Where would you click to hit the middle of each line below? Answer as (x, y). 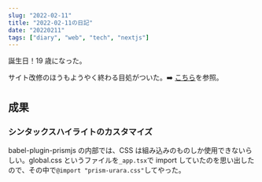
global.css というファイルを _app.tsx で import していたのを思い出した (142, 160)
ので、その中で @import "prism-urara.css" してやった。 (97, 169)
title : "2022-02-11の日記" (50, 23)
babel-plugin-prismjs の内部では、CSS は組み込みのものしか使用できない (127, 150)
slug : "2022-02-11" (40, 15)
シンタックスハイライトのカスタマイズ (81, 132)
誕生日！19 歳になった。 (47, 61)
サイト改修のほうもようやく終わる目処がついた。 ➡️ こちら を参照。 (116, 78)
